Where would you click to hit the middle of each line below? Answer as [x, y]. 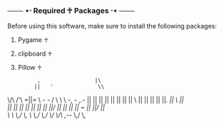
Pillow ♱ [30, 68]
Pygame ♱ [33, 40]
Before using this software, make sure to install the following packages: [112, 26]
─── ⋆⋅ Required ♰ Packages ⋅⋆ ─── [71, 11]
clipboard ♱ [35, 54]
